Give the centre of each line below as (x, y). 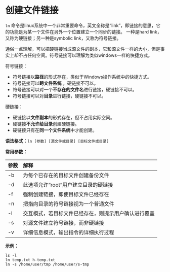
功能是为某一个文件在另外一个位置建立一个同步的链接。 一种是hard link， (86, 31)
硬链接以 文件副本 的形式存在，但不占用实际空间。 (63, 117)
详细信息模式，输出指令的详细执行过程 (69, 232)
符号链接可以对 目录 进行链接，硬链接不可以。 (59, 96)
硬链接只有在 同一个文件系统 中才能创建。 (55, 130)
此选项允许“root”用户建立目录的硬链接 (68, 185)
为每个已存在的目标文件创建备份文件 (66, 175)
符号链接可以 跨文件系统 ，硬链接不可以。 (55, 83)
